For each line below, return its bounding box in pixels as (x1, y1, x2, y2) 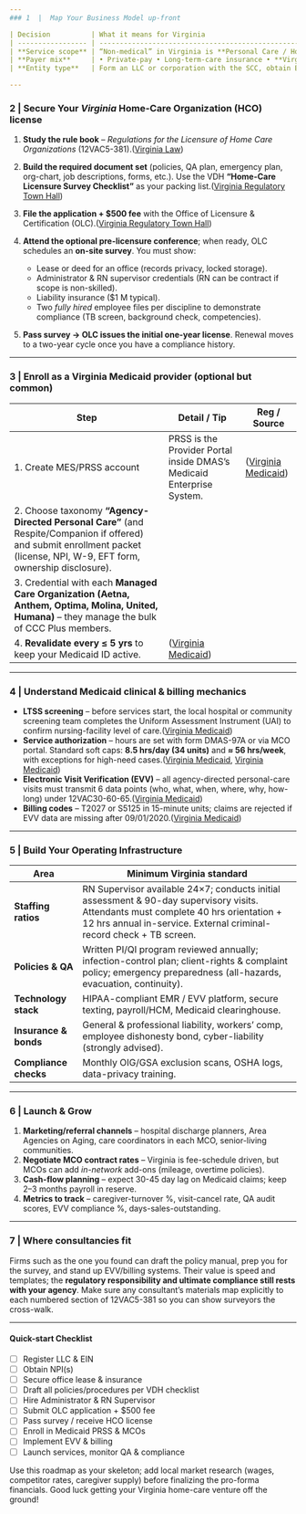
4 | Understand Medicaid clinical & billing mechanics (9, 685, 247, 698)
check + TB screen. (112, 929, 197, 941)
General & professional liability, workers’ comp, (82, 1019, 284, 1032)
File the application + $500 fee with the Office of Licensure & (22, 208, 255, 219)
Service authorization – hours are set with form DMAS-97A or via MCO (22, 734, 291, 745)
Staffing (14, 900, 50, 913)
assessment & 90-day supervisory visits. (82, 894, 259, 907)
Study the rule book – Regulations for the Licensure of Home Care (22, 134, 273, 145)
